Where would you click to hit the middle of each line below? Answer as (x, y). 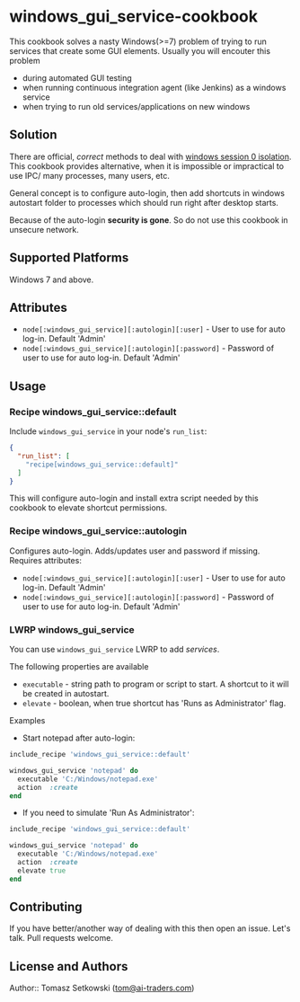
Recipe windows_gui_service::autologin (98, 531)
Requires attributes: (46, 560)
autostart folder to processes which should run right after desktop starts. (144, 202)
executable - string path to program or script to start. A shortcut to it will (155, 684)
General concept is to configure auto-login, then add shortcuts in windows (147, 193)
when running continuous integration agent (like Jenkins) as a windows (154, 87)
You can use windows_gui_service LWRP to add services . (115, 650)
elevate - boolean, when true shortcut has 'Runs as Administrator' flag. (154, 704)
